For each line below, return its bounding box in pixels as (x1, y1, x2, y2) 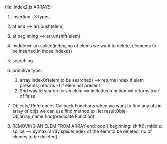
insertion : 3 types (12, 14, 50, 19)
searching (12, 58, 33, 64)
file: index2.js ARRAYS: (5, 4, 52, 10)
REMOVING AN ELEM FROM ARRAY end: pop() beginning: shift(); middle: (12, 123, 163, 129)
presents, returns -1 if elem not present (19, 82, 100, 88)
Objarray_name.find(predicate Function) (12, 113, 95, 119)
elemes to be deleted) (12, 134, 58, 139)
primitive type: (12, 67, 42, 73)
